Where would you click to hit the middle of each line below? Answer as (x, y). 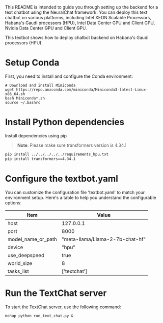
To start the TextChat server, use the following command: (63, 307)
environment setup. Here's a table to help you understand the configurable (81, 197)
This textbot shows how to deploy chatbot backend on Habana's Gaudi (77, 37)
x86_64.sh (15, 94)
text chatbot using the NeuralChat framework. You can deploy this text (76, 12)
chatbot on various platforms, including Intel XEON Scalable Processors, (78, 17)
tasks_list (18, 271)
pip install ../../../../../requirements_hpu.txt (57, 154)
